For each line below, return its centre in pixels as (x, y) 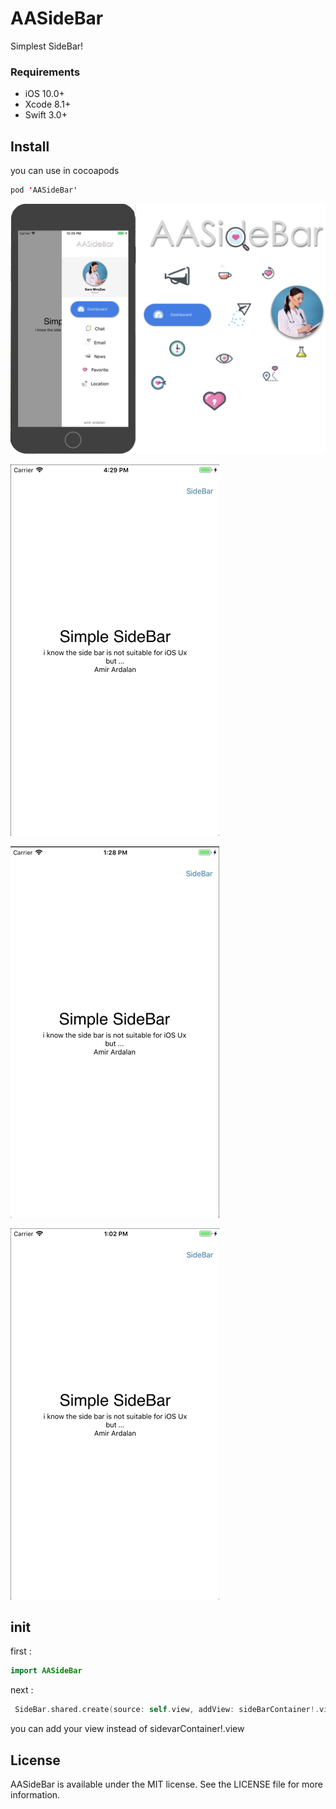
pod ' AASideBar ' (44, 190)
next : (22, 1690)
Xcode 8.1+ (48, 104)
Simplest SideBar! (47, 46)
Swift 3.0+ (46, 115)
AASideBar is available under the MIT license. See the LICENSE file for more (166, 1784)
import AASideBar (46, 1671)
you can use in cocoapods (65, 171)
